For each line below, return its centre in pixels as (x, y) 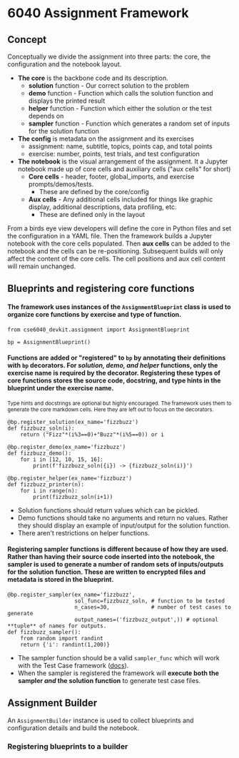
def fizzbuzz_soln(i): (41, 428)
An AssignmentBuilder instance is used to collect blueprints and (101, 720)
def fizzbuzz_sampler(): (44, 632)
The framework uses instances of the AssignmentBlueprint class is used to (119, 307)
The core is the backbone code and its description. (93, 78)
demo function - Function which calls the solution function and (121, 93)
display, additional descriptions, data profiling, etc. (102, 207)
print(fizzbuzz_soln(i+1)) (73, 497)
